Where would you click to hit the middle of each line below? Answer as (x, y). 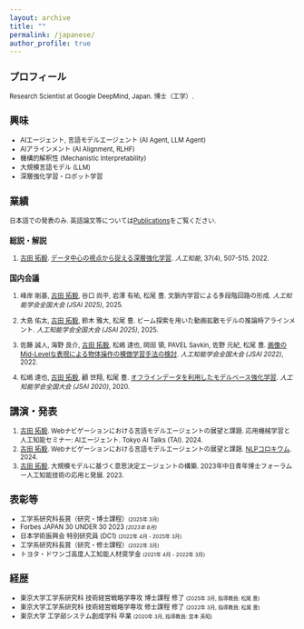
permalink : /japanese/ (52, 35)
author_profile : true (50, 43)
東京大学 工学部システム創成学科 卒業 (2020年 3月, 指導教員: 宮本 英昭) (117, 616)
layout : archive (40, 18)
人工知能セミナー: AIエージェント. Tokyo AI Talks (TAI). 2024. (112, 440)
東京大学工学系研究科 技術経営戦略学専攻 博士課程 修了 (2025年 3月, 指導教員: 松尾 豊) (140, 598)
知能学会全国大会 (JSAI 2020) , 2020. (75, 387)
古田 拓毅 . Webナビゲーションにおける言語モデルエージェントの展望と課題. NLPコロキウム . (156, 449)
